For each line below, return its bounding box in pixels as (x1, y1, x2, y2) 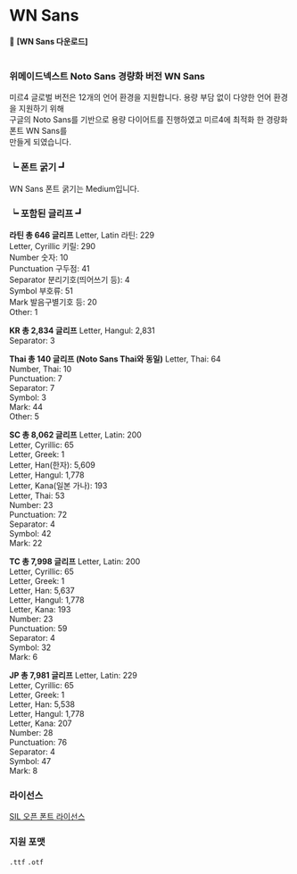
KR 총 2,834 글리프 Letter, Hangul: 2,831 (9, 325, 156, 336)
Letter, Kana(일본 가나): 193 (9, 479, 108, 491)
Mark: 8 (9, 765, 38, 776)
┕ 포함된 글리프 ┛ (9, 207, 85, 220)
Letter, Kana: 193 (9, 603, 71, 614)
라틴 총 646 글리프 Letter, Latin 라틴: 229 (9, 229, 154, 240)
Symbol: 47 (9, 755, 52, 766)
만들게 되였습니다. (9, 137, 72, 147)
